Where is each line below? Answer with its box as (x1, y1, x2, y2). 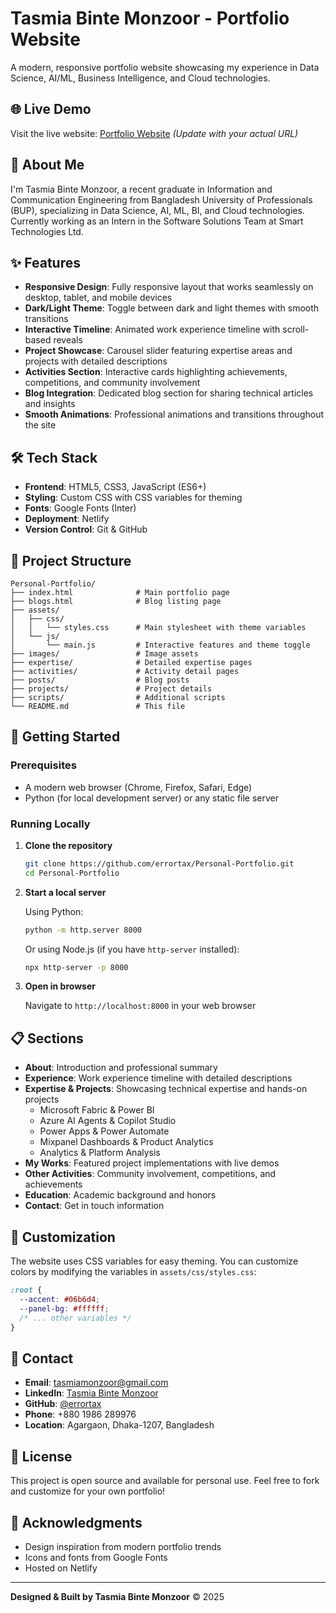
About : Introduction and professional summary (24, 1062, 218, 1074)
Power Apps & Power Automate (39, 1125, 170, 1137)
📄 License (10, 1448, 73, 1465)
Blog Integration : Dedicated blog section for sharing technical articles (24, 387, 314, 399)
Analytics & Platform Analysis (39, 1147, 161, 1159)
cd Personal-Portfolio (24, 868, 120, 878)
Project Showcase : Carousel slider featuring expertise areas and (24, 345, 293, 357)
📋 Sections (10, 1030, 84, 1047)
